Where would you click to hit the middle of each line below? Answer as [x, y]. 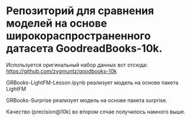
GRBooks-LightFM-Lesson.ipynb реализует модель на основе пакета [92, 82]
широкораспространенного [79, 36]
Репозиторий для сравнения [80, 11]
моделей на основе [57, 23]
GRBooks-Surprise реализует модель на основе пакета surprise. [87, 100]
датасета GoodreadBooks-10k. [84, 49]
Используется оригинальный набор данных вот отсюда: [77, 65]
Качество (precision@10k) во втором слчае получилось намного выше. [96, 112]
